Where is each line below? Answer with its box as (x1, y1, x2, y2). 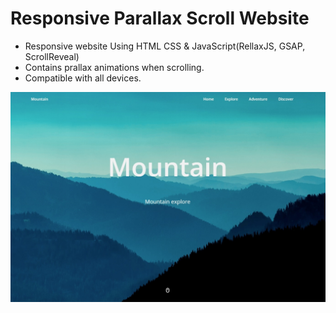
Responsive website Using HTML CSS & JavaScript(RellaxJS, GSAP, (24, 40, 306, 52)
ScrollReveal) (24, 50, 80, 62)
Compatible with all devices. (24, 72, 142, 84)
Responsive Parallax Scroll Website (10, 7, 310, 30)
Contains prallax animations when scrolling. (24, 61, 205, 73)
